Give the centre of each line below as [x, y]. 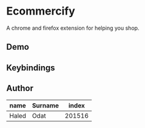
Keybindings [31, 68]
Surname [46, 106]
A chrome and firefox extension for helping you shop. [73, 28]
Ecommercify [41, 11]
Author [20, 88]
